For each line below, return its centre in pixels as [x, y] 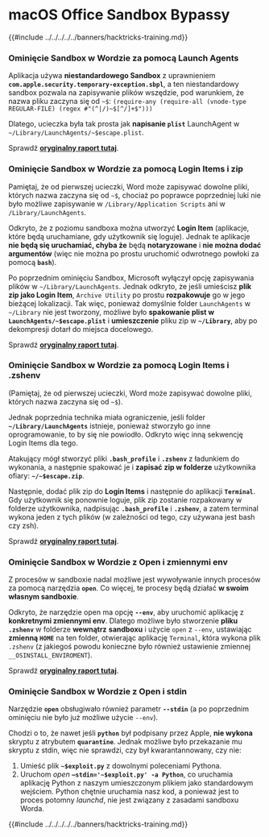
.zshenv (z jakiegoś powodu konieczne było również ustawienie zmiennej [130, 647]
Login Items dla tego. [43, 443]
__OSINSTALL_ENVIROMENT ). [50, 655]
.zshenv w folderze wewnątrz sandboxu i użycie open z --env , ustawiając [130, 629]
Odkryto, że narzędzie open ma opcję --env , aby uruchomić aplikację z [126, 612]
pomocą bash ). [33, 262]
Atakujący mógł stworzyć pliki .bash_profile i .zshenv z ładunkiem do [124, 458]
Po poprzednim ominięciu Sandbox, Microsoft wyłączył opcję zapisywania [131, 278]
